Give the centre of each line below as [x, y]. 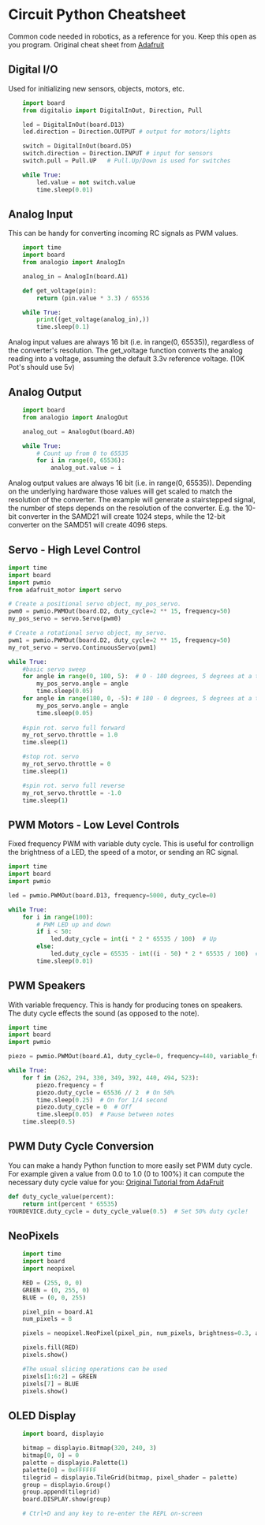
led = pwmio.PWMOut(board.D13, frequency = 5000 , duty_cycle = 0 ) [112, 895]
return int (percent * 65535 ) [70, 1204]
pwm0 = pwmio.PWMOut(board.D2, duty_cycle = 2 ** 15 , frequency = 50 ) [119, 611]
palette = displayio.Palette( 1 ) [75, 1463]
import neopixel [49, 1269]
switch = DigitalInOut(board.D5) [77, 146]
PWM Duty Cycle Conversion [81, 1146]
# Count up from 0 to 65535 [82, 453]
